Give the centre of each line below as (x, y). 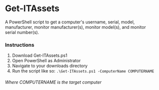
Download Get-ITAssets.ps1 (40, 55)
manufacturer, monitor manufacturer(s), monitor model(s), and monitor (76, 27)
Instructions (20, 45)
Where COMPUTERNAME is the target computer (53, 82)
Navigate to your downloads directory (50, 66)
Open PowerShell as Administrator (46, 61)
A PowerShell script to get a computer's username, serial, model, (70, 22)
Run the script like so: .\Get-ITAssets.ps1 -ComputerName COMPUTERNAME (83, 71)
